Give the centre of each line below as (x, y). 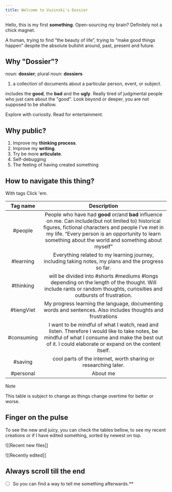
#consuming (23, 338)
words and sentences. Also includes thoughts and (103, 310)
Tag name (23, 206)
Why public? (26, 130)
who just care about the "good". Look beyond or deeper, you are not (77, 99)
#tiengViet (23, 310)
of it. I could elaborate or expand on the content (103, 344)
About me (104, 374)
